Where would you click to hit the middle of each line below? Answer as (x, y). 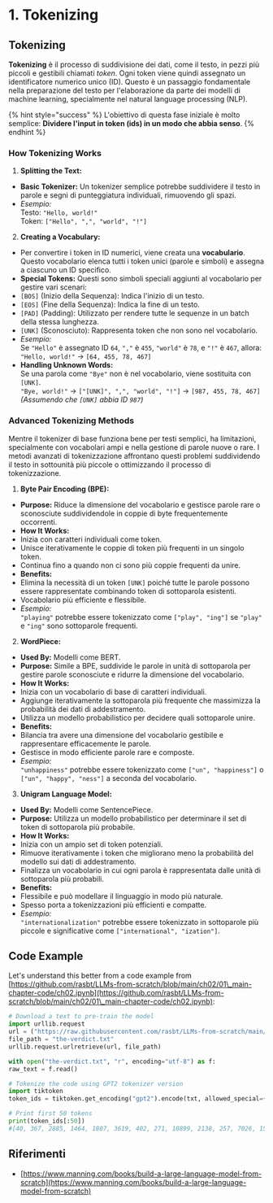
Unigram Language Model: (66, 794)
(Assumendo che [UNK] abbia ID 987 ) (82, 399)
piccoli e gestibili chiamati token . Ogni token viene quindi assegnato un (127, 73)
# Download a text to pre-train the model (81, 1017)
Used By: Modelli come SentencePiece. (87, 809)
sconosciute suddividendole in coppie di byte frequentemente (124, 513)
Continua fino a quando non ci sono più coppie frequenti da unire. (130, 565)
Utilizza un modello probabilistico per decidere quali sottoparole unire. (138, 717)
